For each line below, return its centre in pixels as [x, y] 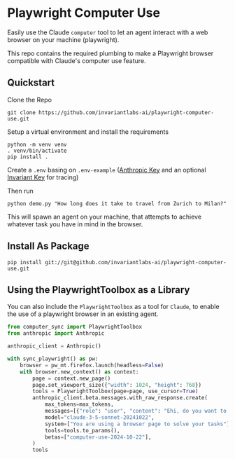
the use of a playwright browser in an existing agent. [83, 314]
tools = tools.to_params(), [82, 430]
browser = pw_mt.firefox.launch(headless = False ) [92, 365]
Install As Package [48, 246]
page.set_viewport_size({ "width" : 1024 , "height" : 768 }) [117, 385]
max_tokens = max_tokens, [79, 404]
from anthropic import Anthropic [56, 334]
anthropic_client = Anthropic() [54, 346]
